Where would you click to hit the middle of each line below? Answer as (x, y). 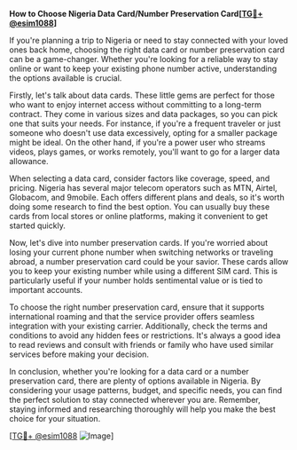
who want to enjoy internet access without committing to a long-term (135, 105)
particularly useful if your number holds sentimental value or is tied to (136, 280)
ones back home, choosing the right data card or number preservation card (147, 50)
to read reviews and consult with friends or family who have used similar (141, 345)
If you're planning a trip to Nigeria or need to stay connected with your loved (148, 40)
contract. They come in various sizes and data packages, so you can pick (144, 114)
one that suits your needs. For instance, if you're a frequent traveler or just (145, 123)
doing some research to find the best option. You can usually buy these (140, 207)
